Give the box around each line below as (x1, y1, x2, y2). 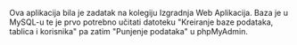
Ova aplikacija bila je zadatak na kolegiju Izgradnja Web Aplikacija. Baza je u (9, 8, 288, 18)
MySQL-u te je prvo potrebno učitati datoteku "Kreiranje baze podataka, (9, 17, 274, 27)
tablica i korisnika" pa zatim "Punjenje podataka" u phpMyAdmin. (9, 26, 248, 36)
